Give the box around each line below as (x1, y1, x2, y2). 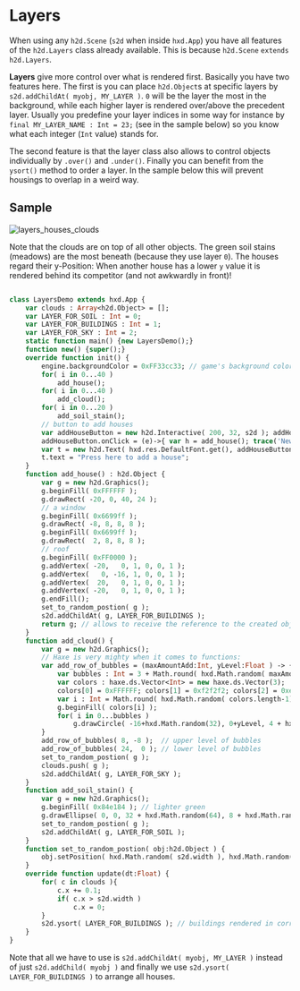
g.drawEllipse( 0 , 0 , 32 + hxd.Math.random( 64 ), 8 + (41, 811, 242, 820)
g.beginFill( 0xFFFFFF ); (41, 486, 138, 495)
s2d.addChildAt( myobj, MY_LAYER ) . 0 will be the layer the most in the (9, 90, 267, 101)
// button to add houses (41, 420, 134, 429)
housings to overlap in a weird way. (9, 174, 139, 184)
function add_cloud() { (25, 636, 114, 645)
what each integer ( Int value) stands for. (9, 128, 159, 139)
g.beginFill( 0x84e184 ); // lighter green (41, 803, 205, 812)
